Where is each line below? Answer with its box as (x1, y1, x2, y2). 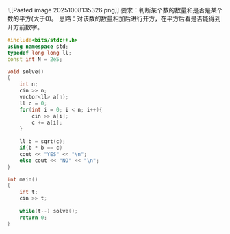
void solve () (7, 68, 44, 75)
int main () (7, 176, 38, 183)
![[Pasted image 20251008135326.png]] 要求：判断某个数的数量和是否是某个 (7, 6, 223, 14)
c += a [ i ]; (31, 119, 63, 126)
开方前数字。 (7, 23, 43, 31)
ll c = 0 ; (19, 100, 48, 107)
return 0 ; (19, 214, 48, 221)
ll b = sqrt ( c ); (19, 138, 66, 145)
